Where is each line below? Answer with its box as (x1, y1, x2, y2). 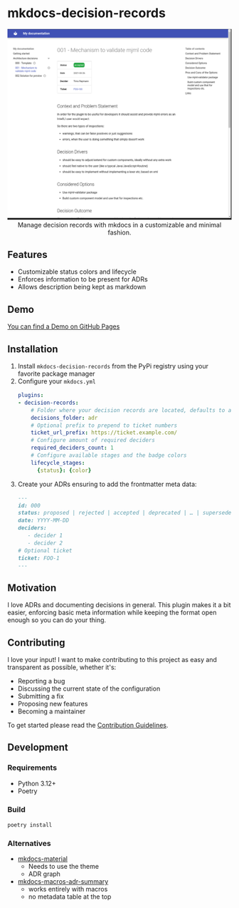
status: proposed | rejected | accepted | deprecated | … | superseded (17, 510, 235, 517)
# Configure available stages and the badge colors (31, 452, 187, 459)
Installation (7, 343, 58, 355)
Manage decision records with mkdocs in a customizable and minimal (17, 220, 222, 229)
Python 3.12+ (17, 779, 56, 788)
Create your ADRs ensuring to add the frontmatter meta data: (17, 480, 197, 488)
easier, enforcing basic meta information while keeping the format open (7, 608, 217, 617)
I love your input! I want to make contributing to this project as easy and (7, 656, 217, 664)
